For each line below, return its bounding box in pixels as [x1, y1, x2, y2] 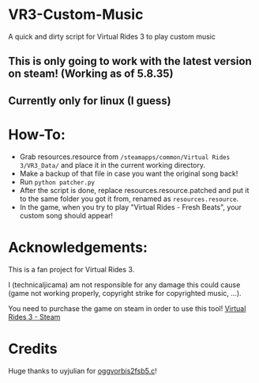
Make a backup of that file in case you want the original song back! [19, 169, 238, 178]
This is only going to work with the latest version [8, 55, 252, 68]
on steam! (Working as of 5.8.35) [8, 67, 174, 81]
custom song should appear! [19, 210, 113, 220]
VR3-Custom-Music [8, 6, 144, 24]
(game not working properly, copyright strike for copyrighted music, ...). [8, 288, 242, 298]
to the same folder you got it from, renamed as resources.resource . [19, 194, 239, 203]
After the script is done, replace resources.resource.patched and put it [19, 185, 250, 195]
